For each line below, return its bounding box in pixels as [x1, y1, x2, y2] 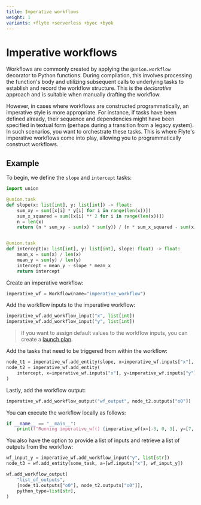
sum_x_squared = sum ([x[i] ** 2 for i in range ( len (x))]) [17, 213, 165, 219]
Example [6, 158, 39, 168]
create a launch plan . [20, 336, 73, 343]
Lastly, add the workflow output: [6, 386, 86, 394]
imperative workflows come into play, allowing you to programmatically [6, 134, 181, 141]
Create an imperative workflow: [6, 279, 84, 286]
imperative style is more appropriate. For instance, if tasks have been [6, 109, 177, 116]
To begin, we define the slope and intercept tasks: [6, 174, 132, 182]
